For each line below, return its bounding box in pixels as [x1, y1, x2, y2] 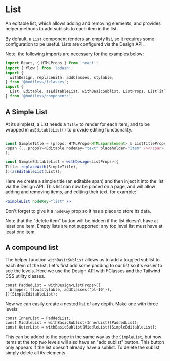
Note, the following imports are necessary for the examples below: [5, 51, 144, 57]
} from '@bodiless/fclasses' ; [5, 80, 69, 85]
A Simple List [5, 108, 48, 116]
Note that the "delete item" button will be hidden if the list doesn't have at [5, 217, 158, 224]
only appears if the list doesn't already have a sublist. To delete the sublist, [5, 344, 161, 350]
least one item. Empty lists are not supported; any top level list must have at [5, 223, 163, 229]
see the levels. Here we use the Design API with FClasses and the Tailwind [5, 268, 160, 274]
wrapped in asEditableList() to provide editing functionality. [5, 126, 133, 133]
